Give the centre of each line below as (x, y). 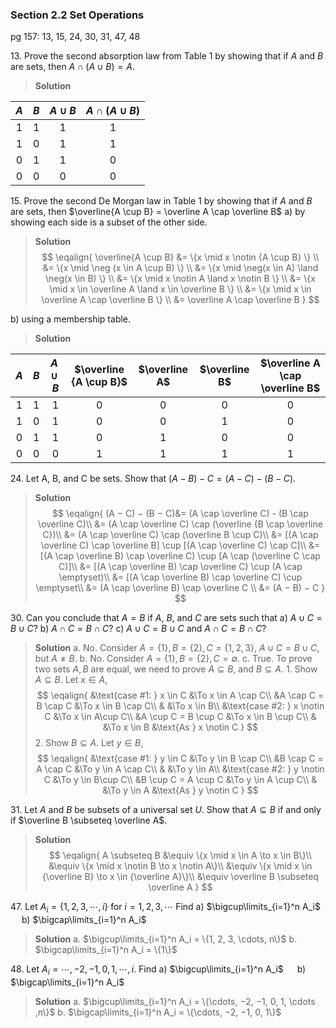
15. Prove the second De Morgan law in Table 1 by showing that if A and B (161, 201)
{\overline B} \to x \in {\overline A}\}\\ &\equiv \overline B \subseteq (180, 877)
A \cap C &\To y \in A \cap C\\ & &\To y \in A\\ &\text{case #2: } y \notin (180, 769)
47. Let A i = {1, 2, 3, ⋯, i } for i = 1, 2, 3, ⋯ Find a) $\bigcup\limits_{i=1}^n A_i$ (165, 908)
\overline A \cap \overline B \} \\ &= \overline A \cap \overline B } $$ (180, 300)
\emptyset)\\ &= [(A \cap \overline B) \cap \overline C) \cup (180, 577)
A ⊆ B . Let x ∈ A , (71, 680)
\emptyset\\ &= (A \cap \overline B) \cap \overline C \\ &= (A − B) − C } (180, 588)
